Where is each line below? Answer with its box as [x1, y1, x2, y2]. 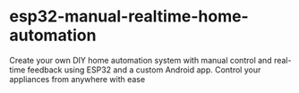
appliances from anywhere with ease [9, 73, 146, 84]
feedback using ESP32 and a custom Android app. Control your [27, 64, 261, 75]
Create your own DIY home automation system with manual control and [9, 55, 272, 65]
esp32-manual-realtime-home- [9, 6, 249, 27]
